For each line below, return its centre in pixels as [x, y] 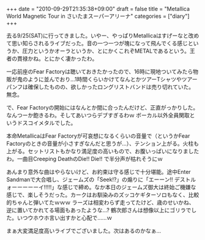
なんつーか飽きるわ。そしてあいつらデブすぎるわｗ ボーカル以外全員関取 [98, 115]
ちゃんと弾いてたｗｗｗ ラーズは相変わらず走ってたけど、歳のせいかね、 [103, 202]
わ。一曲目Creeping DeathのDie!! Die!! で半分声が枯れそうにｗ [85, 159]
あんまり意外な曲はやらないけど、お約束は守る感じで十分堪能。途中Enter [99, 172]
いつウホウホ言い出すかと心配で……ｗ [65, 218]
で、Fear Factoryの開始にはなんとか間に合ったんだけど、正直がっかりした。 [102, 107]
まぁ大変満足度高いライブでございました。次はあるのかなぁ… [84, 231]
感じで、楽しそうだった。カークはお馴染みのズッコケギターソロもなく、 [97, 195]
